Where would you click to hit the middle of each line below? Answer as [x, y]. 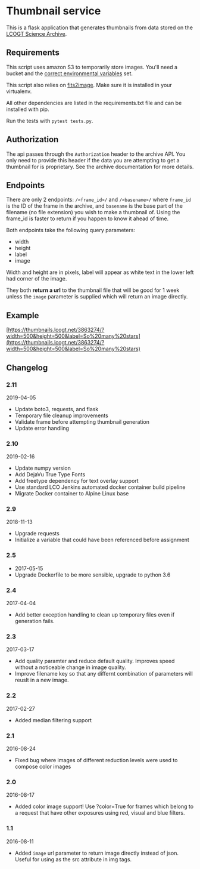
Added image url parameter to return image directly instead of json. [96, 853]
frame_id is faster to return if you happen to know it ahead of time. [87, 218]
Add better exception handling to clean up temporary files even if [95, 615]
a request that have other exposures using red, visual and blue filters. [100, 813]
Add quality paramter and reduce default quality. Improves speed [95, 661]
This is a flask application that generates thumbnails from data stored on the [100, 27]
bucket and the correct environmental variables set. [69, 73]
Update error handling [42, 428]
